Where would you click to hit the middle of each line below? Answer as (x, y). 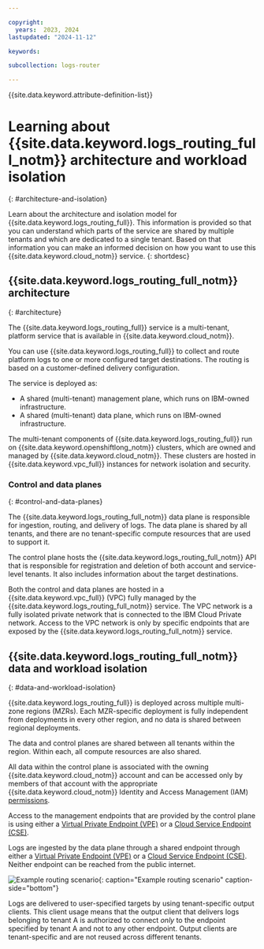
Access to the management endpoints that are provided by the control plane (132, 815)
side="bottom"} (33, 887)
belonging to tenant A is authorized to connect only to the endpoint (117, 920)
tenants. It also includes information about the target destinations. (132, 574)
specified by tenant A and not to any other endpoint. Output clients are (123, 928)
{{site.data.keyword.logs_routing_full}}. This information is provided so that (130, 222)
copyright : (26, 22)
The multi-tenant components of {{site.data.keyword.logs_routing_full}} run (130, 439)
